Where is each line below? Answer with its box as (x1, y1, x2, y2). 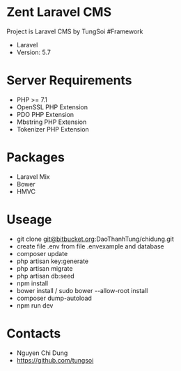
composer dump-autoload (16, 294, 92, 302)
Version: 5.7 (16, 48, 52, 56)
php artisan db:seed (16, 271, 74, 280)
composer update (16, 249, 68, 258)
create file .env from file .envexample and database (16, 242, 164, 251)
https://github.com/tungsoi (16, 356, 94, 364)
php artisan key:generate (16, 257, 89, 265)
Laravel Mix (16, 172, 50, 181)
